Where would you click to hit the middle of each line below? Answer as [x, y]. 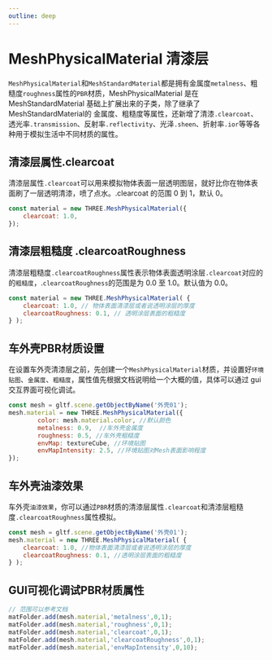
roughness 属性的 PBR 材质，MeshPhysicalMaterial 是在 [111, 93]
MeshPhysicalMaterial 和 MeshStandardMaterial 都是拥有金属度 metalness [126, 83]
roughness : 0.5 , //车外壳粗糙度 [89, 436]
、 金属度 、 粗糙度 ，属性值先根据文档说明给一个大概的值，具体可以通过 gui [140, 380]
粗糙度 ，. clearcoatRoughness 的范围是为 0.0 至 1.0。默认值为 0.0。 [124, 283]
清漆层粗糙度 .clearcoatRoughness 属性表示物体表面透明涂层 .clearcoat [125, 272]
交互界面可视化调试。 [44, 390]
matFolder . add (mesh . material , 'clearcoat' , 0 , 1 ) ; [91, 632]
